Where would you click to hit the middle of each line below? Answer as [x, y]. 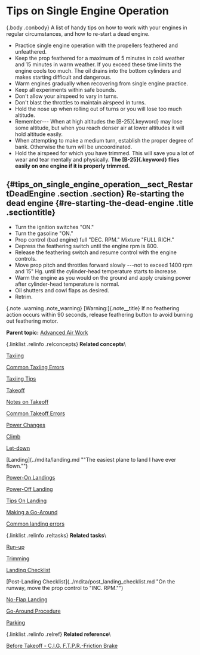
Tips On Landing [27, 500]
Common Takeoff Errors [36, 413]
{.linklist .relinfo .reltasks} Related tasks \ [56, 535]
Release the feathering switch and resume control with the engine [96, 252]
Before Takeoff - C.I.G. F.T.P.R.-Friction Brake [62, 645]
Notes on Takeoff [27, 401]
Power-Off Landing [30, 489]
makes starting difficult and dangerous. [63, 77]
